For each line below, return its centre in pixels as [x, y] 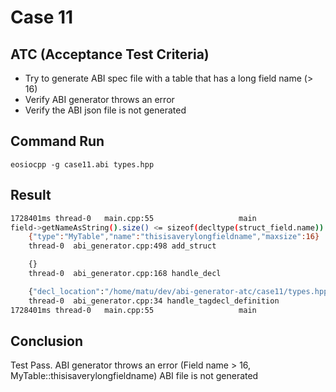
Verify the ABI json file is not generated [105, 110]
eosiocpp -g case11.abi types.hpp [82, 164]
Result [31, 195]
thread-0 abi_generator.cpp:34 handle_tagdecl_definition [154, 301]
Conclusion [47, 341]
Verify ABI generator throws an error [99, 99]
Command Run [57, 141]
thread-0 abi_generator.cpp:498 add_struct [122, 246]
